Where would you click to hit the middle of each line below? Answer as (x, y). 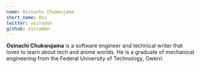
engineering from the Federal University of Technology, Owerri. (85, 58)
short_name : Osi (27, 17)
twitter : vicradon (29, 23)
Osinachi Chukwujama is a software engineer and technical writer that (95, 46)
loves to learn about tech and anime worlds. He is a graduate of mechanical (100, 52)
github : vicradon (28, 29)
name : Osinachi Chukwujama (40, 12)
